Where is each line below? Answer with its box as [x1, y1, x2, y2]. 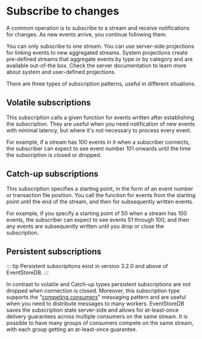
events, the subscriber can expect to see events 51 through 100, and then [6, 216, 190, 223]
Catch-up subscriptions [6, 169, 99, 180]
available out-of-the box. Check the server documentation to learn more [6, 62, 187, 69]
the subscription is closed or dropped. [6, 151, 102, 158]
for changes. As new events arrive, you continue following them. [6, 30, 167, 38]
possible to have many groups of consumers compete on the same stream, [6, 320, 194, 327]
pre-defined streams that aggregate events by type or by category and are [6, 55, 193, 62]
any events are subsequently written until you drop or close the [6, 223, 164, 230]
